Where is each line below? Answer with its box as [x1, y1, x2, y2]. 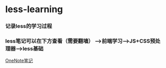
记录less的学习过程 [5, 23, 52, 30]
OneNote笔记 [5, 57, 33, 64]
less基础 [22, 45, 44, 52]
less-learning [5, 4, 63, 15]
